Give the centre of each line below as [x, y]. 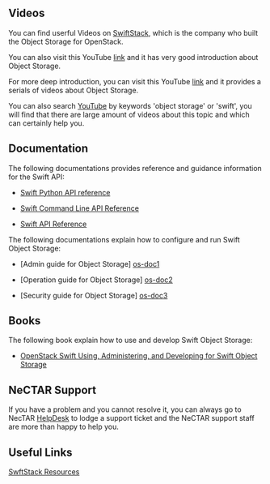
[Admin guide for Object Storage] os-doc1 [90, 263]
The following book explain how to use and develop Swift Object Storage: [131, 341]
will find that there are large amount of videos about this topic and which [129, 114]
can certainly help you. [46, 123]
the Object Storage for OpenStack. [66, 41]
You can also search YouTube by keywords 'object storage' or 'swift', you [130, 105]
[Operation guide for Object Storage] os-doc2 [97, 280]
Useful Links [40, 452]
